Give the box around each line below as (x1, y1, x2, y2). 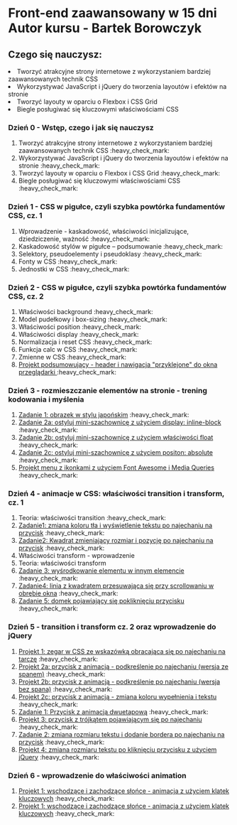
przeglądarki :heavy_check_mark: (18, 367, 116, 376)
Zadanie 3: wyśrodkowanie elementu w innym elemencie (18, 566, 184, 575)
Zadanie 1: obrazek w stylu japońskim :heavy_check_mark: (18, 411, 189, 419)
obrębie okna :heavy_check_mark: (18, 589, 118, 598)
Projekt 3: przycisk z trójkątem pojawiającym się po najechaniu (18, 715, 203, 723)
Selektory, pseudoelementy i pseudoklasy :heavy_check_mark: (18, 249, 202, 258)
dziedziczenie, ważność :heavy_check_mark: (18, 234, 150, 243)
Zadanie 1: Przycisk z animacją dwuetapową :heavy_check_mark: (18, 707, 209, 716)
